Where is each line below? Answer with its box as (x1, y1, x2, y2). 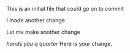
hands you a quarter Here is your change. (6, 40, 112, 47)
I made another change (6, 17, 66, 23)
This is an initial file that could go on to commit (6, 5, 124, 12)
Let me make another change (6, 28, 81, 36)
